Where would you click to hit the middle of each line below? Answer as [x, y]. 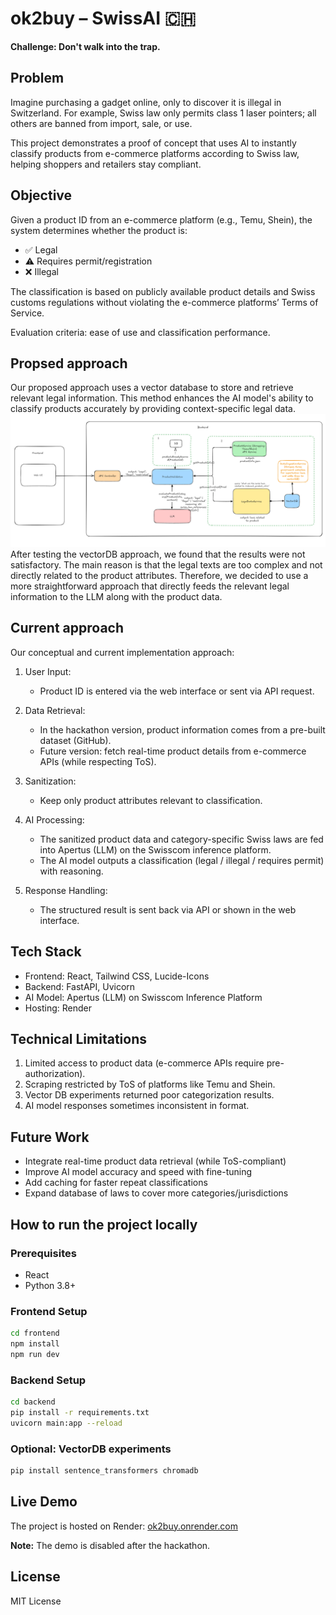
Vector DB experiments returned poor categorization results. [149, 1095]
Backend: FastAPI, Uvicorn [80, 986]
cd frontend [35, 1333]
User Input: [48, 671]
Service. [27, 313]
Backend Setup [48, 1380]
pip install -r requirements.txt [80, 1413]
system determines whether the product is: [99, 230]
